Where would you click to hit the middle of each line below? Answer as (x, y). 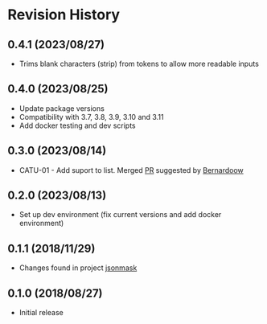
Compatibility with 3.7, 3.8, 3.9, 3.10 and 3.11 (91, 117)
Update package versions (62, 108)
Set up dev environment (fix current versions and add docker (120, 215)
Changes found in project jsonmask (78, 268)
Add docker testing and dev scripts (77, 125)
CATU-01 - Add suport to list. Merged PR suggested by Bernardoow (131, 170)
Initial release (41, 313)
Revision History (64, 15)
